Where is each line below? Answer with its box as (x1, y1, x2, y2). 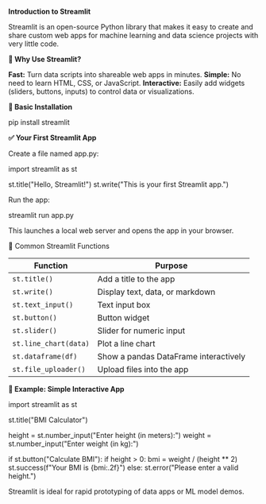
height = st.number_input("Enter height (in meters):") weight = (8, 431, 212, 440)
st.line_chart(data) (12, 339, 90, 348)
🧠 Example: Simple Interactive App (8, 385, 125, 394)
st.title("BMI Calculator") (8, 415, 88, 425)
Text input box (97, 300, 151, 310)
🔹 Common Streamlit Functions (8, 242, 110, 250)
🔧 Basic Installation (8, 103, 73, 111)
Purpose (154, 260, 188, 271)
